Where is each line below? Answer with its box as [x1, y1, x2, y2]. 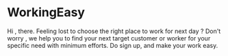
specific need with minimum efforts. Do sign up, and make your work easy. [7, 41, 218, 49]
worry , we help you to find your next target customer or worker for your [7, 34, 211, 42]
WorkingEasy [7, 5, 86, 20]
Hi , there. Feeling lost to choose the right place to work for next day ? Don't [7, 27, 221, 35]
